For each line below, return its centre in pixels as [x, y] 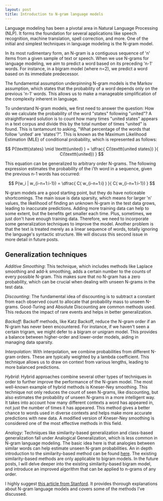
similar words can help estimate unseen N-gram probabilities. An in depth [79, 448]
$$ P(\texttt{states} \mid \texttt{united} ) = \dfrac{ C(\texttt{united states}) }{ [82, 149]
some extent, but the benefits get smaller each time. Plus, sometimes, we [79, 213]
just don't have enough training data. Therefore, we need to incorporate [77, 219]
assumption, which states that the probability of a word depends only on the [81, 88]
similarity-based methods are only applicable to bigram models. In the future [82, 459]
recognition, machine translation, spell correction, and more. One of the [77, 38]
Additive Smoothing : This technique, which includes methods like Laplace [79, 266]
